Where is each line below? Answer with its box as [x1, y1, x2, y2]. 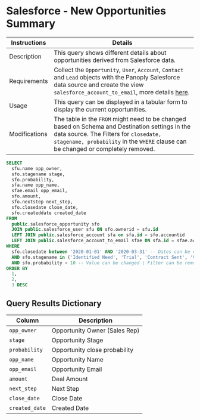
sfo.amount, [11, 193, 42, 199]
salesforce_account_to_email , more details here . [53, 88, 190, 96]
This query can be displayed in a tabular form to [53, 97, 187, 106]
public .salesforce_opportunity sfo [11, 221, 100, 227]
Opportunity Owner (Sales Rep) [51, 326, 140, 335]
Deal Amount [51, 375, 88, 383]
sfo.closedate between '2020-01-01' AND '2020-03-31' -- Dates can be [11, 249, 190, 255]
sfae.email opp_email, [11, 188, 68, 194]
